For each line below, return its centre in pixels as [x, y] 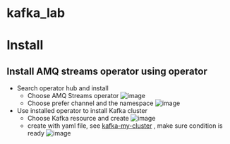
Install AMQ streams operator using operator [107, 71]
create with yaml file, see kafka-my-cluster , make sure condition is [125, 126]
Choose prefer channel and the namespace [90, 103]
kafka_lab [36, 13]
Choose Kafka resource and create [78, 119]
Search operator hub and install [62, 88]
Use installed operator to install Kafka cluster [82, 111]
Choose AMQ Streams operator [73, 96]
